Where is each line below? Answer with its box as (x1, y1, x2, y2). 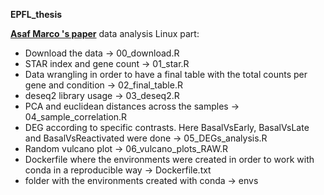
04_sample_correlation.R (24, 111, 128, 123)
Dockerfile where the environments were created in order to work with (24, 154, 315, 165)
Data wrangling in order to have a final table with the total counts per (24, 69, 308, 80)
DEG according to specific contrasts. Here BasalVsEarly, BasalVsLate (24, 122, 310, 133)
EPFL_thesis (10, 9, 63, 20)
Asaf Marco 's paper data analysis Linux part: (10, 28, 200, 39)
